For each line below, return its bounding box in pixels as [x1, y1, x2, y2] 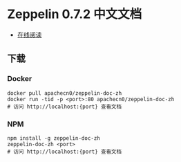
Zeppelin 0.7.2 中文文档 [7, 6, 142, 22]
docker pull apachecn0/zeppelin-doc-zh [7, 89, 122, 97]
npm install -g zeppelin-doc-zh [7, 134, 100, 142]
